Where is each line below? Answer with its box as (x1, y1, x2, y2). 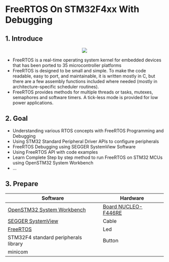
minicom (8, 248, 28, 255)
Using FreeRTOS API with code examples (12, 149, 98, 155)
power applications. (12, 100, 54, 106)
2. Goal (5, 114, 28, 123)
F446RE (103, 209, 122, 216)
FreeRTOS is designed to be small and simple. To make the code (12, 68, 146, 73)
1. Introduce (5, 34, 43, 43)
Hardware (120, 195, 144, 202)
